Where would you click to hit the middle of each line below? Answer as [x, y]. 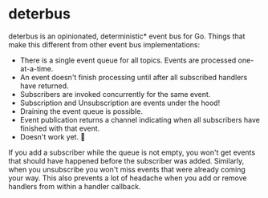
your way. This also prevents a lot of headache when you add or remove [128, 178]
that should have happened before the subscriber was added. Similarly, [126, 160]
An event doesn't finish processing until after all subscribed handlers [134, 77]
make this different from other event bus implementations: [104, 44]
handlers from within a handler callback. [75, 186]
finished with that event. [60, 128]
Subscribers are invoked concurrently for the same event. [115, 94]
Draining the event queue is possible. [81, 111]
